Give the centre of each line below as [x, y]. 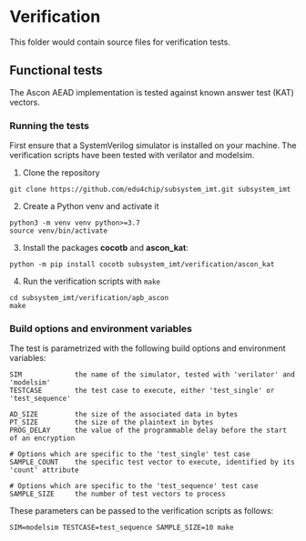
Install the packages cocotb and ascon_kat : [105, 248]
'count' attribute [44, 470]
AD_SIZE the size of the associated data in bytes [124, 415]
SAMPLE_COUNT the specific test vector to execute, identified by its [153, 462]
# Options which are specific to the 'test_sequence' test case [134, 486]
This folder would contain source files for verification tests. [120, 42]
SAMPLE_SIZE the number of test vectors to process [117, 494]
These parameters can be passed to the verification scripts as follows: [142, 511]
